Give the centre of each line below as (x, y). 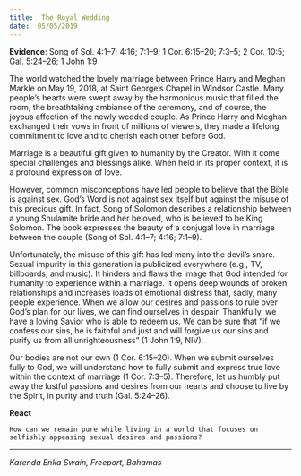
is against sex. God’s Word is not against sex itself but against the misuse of (149, 199)
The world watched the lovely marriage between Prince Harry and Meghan (147, 78)
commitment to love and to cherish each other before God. (117, 135)
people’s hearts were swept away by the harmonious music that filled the (144, 97)
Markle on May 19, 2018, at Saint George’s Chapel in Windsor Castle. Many (147, 88)
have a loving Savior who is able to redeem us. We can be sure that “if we (145, 321)
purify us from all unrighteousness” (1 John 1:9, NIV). (107, 340)
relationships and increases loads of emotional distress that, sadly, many (143, 292)
